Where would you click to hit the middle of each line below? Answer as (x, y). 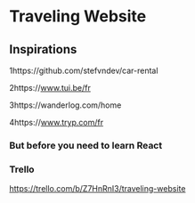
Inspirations (43, 49)
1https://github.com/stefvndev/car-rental (84, 70)
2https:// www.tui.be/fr (50, 88)
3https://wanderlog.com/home (65, 105)
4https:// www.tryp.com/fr (57, 122)
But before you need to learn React (86, 145)
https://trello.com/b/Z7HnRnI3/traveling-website (97, 189)
